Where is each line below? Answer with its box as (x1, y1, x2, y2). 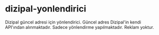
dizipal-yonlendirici (5, 3, 87, 14)
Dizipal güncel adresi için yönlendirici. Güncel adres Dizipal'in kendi (5, 19, 141, 25)
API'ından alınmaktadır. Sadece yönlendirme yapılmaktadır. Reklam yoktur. (5, 24, 154, 30)
